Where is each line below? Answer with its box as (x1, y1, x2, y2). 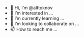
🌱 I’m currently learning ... (10, 15, 65, 21)
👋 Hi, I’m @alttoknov (10, 5, 53, 10)
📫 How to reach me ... (10, 26, 58, 32)
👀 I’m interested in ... (10, 10, 53, 16)
